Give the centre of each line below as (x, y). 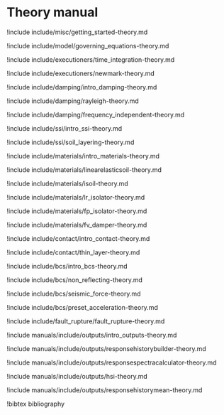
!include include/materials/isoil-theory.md (67, 183)
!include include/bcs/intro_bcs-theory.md (67, 266)
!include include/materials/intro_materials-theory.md (83, 156)
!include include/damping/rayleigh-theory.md (73, 101)
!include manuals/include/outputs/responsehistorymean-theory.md (105, 390)
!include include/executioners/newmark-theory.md (81, 73)
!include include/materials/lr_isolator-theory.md (76, 197)
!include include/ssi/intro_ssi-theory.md (65, 128)
